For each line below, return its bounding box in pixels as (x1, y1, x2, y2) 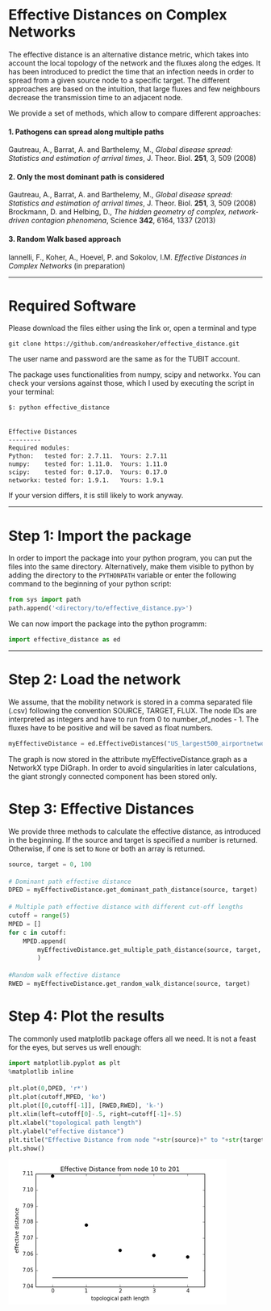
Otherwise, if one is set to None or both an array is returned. (8, 844, 206, 853)
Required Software (8, 297, 136, 315)
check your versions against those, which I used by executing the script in (8, 378, 255, 388)
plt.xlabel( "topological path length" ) (8, 1119, 143, 1127)
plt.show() (8, 1144, 45, 1152)
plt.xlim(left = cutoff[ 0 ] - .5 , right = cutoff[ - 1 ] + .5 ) (8, 1110, 182, 1119)
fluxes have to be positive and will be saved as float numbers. (8, 722, 214, 733)
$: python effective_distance (8, 404, 110, 412)
